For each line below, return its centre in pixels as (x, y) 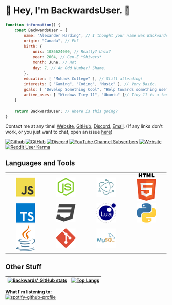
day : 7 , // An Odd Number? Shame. (69, 68)
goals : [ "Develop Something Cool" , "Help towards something (90, 90)
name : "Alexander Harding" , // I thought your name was (84, 35)
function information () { (33, 25)
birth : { (33, 46)
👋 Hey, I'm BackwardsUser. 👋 (68, 10)
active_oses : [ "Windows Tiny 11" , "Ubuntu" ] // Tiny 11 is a (91, 95)
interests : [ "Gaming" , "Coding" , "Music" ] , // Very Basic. (90, 84)
